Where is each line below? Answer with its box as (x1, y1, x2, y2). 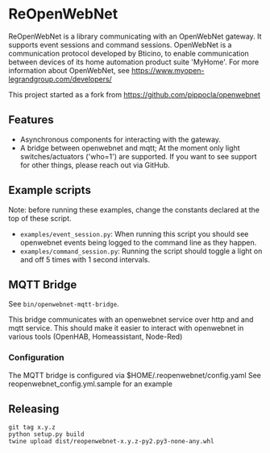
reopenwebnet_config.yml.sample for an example (8, 379, 173, 389)
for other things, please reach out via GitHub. (19, 160, 171, 170)
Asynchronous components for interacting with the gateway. (19, 134, 222, 144)
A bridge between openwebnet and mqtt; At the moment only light (19, 142, 240, 153)
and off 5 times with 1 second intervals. (19, 254, 151, 264)
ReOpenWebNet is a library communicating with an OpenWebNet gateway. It (8, 31, 262, 41)
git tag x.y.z (8, 423, 56, 431)
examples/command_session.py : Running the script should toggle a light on (19, 246, 263, 256)
